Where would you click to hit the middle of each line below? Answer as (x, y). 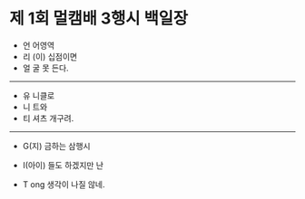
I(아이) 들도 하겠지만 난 (63, 165)
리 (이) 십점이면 (50, 56)
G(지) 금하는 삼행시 (56, 146)
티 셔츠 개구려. (48, 118)
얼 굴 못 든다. (46, 68)
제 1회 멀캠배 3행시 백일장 (99, 19)
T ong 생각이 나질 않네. (64, 184)
